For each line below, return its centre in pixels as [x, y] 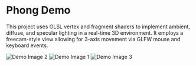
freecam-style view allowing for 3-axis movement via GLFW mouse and [93, 39]
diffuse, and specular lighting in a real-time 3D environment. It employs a [95, 32]
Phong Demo [38, 10]
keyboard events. [27, 45]
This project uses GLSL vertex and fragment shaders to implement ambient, [98, 27]
